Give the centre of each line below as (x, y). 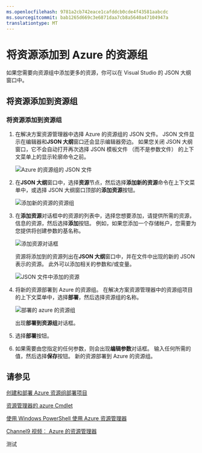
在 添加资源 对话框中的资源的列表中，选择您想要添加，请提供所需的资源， (105, 216)
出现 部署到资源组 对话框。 (47, 323)
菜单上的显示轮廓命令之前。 (55, 157)
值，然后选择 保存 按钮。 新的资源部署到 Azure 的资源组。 (85, 356)
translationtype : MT (32, 23)
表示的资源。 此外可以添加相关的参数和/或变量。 (75, 264)
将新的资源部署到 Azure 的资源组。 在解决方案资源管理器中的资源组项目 (104, 290)
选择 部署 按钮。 (33, 336)
